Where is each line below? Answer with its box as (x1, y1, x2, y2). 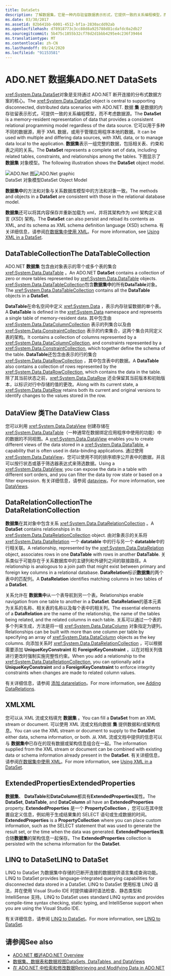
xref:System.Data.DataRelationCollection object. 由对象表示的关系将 (5, 532, 148, 538)
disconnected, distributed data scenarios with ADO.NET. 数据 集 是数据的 (5, 104, 159, 110)
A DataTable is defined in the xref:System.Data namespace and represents (5, 309, 162, 315)
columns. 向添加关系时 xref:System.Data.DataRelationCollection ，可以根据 (5, 640, 163, 646)
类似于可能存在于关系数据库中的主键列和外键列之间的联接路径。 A (9, 557, 147, 564)
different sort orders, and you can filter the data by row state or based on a (5, 471, 162, 478)
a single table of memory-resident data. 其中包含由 (5, 315, 112, 321)
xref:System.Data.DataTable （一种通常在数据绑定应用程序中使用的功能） (5, 430, 158, 436)
